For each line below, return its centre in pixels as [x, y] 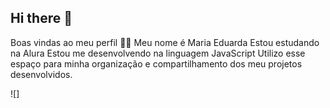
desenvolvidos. [41, 74]
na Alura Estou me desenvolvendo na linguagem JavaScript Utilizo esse [158, 53]
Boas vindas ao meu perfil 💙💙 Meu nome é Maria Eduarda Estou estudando [165, 42]
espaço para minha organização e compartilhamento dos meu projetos [156, 63]
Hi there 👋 [41, 18]
